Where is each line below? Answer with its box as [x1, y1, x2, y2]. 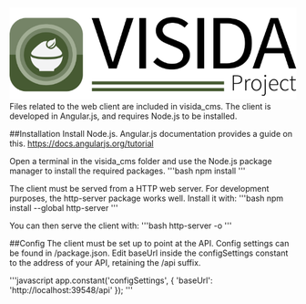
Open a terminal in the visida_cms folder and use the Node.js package [9, 155, 272, 166]
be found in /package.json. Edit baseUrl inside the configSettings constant [9, 247, 289, 258]
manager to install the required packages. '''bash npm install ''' [9, 165, 246, 176]
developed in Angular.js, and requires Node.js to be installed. [9, 110, 238, 121]
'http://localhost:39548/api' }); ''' [9, 284, 134, 295]
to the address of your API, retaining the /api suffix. [9, 257, 201, 267]
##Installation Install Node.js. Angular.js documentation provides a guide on [9, 128, 293, 139]
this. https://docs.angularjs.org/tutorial [9, 138, 154, 149]
